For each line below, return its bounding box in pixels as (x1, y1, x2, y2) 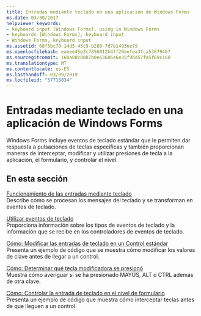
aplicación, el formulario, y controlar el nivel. (6, 156, 118, 164)
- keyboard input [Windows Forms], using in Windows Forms (6, 26, 160, 32)
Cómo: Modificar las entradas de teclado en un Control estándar (6, 240, 169, 247)
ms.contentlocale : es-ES (6, 65, 70, 72)
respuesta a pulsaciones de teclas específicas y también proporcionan (6, 143, 185, 150)
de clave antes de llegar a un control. (6, 252, 100, 260)
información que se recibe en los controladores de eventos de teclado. (6, 227, 185, 235)
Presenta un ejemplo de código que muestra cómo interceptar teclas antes (6, 296, 194, 303)
